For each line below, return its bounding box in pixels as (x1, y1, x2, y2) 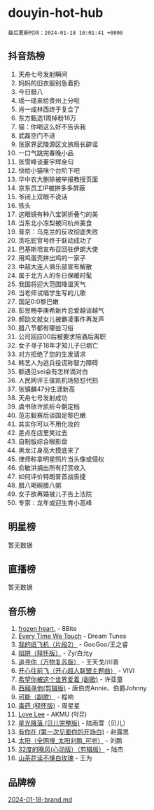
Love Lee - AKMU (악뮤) (17, 710, 87, 718)
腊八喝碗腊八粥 (17, 481, 62, 489)
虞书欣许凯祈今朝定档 (17, 402, 80, 411)
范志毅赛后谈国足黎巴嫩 (17, 411, 86, 419)
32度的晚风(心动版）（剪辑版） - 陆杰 (17, 745, 124, 753)
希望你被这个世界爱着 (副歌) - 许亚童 (17, 675, 123, 683)
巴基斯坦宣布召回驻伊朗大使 (17, 245, 99, 253)
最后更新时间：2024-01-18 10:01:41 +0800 (8, 29, 123, 36)
